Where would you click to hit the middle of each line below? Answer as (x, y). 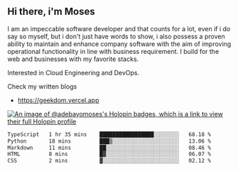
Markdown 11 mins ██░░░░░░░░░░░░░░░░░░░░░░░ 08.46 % (109, 148)
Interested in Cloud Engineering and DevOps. (74, 72)
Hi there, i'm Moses (51, 12)
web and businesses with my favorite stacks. (73, 59)
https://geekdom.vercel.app (58, 100)
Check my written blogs (42, 86)
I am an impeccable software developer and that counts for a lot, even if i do (119, 28)
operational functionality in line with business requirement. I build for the (113, 51)
